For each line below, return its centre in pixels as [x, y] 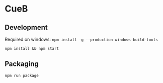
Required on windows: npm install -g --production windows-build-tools [81, 39]
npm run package [22, 75]
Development [26, 27]
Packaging [22, 64]
